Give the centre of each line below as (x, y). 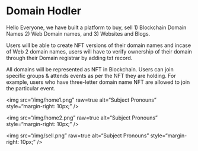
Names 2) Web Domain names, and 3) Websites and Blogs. (78, 33)
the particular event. (31, 88)
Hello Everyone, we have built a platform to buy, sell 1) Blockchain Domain (96, 27)
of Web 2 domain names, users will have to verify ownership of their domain (99, 51)
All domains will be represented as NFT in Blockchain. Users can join (90, 69)
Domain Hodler (44, 11)
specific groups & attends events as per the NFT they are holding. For (91, 75)
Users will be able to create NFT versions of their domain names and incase (99, 45)
